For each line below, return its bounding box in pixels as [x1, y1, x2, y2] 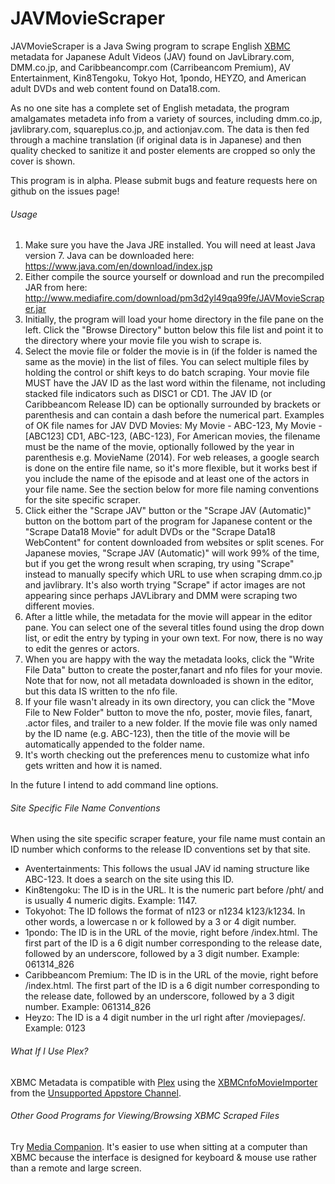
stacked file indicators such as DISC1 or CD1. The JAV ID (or [24, 388, 273, 400]
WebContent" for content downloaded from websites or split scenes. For [24, 537, 325, 549]
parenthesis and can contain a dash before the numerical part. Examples [24, 409, 325, 421]
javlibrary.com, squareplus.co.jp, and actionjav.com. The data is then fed [10, 123, 310, 135]
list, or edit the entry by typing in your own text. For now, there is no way [24, 632, 323, 644]
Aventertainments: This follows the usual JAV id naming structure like [24, 863, 310, 875]
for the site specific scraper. [24, 494, 142, 506]
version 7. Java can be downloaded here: [24, 250, 195, 262]
